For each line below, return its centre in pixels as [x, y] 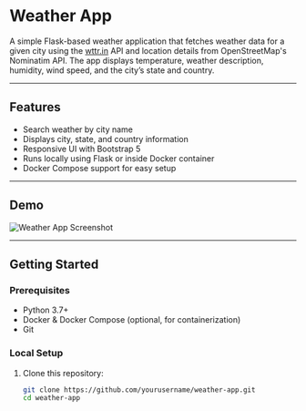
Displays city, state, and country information [105, 139]
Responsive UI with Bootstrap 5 [82, 149]
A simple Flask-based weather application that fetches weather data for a [147, 41]
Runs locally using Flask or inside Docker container [118, 158]
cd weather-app [51, 398]
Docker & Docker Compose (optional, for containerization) [132, 320]
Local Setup [36, 354]
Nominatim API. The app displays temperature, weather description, [137, 60]
